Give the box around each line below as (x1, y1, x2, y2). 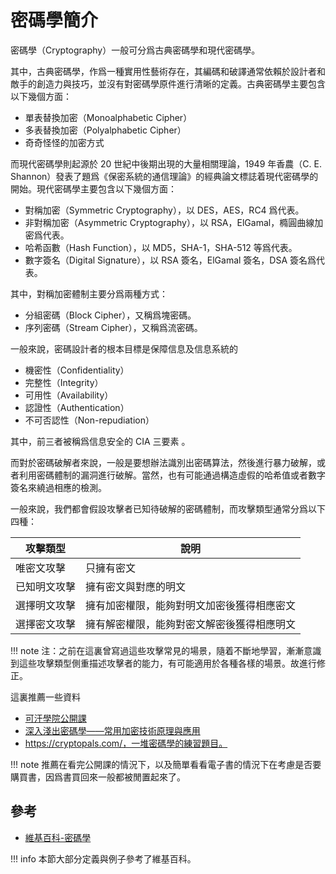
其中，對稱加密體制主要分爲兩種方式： (10, 287, 168, 300)
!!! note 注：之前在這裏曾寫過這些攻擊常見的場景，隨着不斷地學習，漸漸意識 (10, 644, 322, 656)
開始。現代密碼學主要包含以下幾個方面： (10, 182, 177, 195)
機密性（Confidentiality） (24, 364, 130, 376)
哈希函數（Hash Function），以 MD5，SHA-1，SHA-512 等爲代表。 (24, 241, 298, 253)
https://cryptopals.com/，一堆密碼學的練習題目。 (24, 737, 228, 749)
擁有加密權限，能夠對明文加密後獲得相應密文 (85, 598, 297, 612)
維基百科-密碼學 (24, 831, 92, 843)
